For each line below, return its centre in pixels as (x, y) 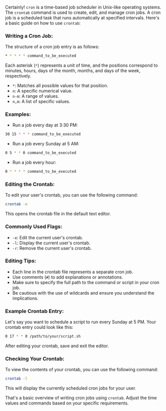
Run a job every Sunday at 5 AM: (46, 144)
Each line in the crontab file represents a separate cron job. (73, 272)
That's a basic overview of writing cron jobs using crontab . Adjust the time (81, 398)
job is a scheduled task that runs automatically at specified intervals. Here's (82, 18)
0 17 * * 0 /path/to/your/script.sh (43, 336)
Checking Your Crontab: (35, 359)
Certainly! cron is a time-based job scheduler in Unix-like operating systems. (83, 7)
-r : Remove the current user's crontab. (52, 248)
